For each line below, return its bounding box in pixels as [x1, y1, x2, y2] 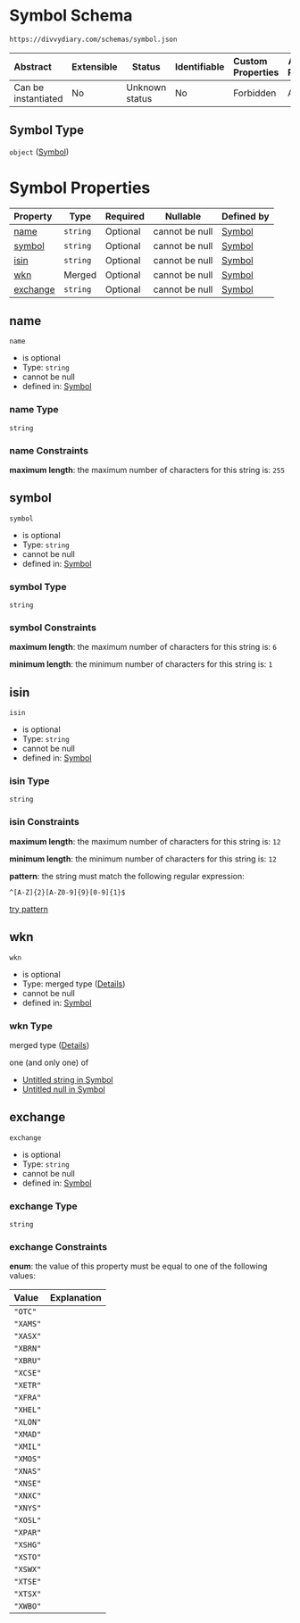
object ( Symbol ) [9, 146, 70, 157]
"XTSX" [13, 1589, 42, 1599]
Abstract [13, 60, 52, 72]
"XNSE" [13, 1478, 42, 1489]
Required [105, 210, 145, 222]
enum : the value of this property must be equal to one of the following [9, 1261, 268, 1272]
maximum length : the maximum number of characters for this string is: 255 [9, 464, 286, 475]
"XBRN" [13, 1344, 42, 1353]
